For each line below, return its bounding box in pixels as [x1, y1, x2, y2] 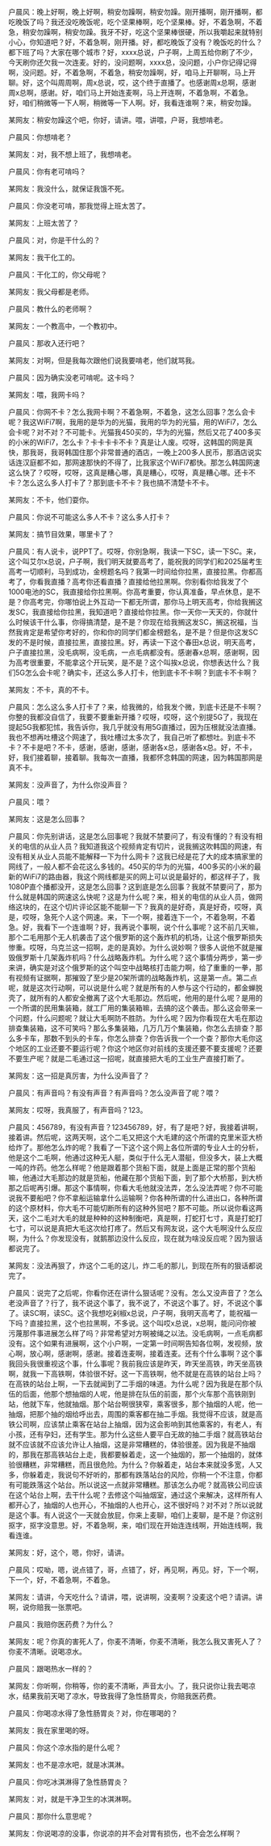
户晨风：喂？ [8, 797, 51, 807]
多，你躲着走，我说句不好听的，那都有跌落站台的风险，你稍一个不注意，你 [8, 1470, 256, 1479]
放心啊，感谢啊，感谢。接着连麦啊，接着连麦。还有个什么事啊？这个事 [29, 1349, 263, 1358]
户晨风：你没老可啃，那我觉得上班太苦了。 [8, 201, 150, 210]
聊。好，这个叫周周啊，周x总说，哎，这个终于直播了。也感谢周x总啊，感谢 [8, 78, 256, 87]
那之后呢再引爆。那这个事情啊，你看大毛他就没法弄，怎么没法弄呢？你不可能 [8, 1183, 263, 1192]
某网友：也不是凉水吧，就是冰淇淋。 [8, 1760, 129, 1769]
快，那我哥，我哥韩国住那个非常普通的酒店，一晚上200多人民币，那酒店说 [8, 448, 256, 457]
